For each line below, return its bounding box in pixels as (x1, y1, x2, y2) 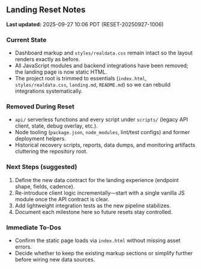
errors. (14, 243, 32, 250)
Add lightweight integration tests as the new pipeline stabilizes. (14, 202, 171, 209)
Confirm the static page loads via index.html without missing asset (14, 237, 181, 244)
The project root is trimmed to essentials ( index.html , (14, 75, 147, 82)
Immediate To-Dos (6, 223, 62, 231)
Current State (6, 35, 47, 44)
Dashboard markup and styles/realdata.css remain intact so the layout (14, 49, 193, 56)
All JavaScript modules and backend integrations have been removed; (14, 62, 189, 69)
